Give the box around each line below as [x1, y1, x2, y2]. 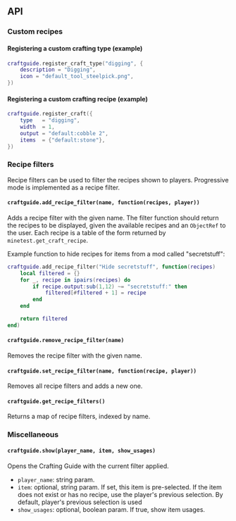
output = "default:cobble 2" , [20, 130, 109, 137]
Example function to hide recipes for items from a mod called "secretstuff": [7, 249, 225, 258]
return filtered [20, 315, 68, 322]
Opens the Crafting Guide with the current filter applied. [7, 461, 169, 470]
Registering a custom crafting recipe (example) [7, 94, 148, 103]
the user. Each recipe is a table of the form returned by [7, 228, 166, 237]
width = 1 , [20, 123, 55, 130]
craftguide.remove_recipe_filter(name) [7, 337, 125, 344]
